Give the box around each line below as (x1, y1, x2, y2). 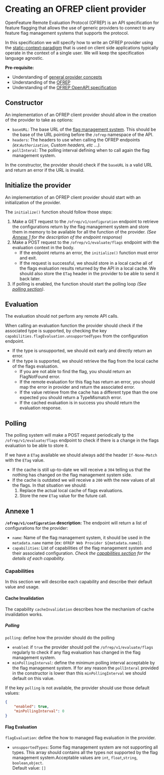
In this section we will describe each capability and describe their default (5, 579, 153, 585)
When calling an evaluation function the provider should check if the (5, 323, 143, 329)
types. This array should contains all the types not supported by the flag (12, 750, 158, 755)
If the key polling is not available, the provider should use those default (5, 685, 150, 691)
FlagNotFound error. (19, 374, 60, 380)
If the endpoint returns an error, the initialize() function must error (19, 250, 159, 256)
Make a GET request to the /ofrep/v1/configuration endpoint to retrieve (12, 218, 159, 224)
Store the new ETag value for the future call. (19, 493, 107, 499)
